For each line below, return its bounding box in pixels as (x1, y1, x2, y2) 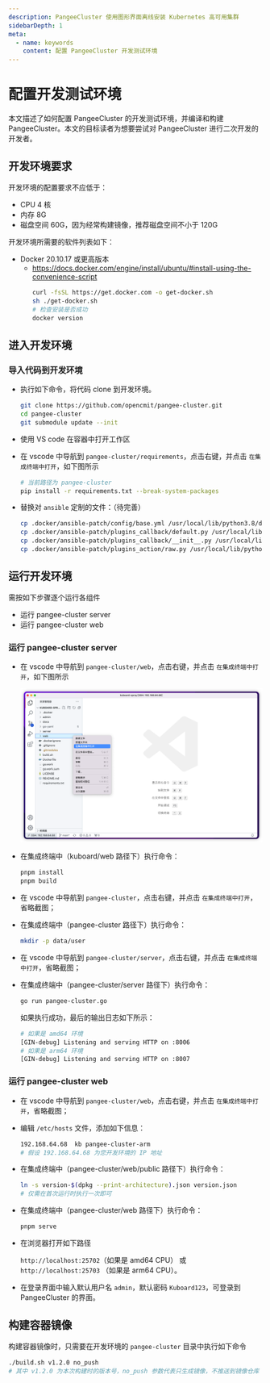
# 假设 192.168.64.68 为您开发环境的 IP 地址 (19, 1148, 163, 1157)
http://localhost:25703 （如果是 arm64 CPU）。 (19, 1265, 182, 1275)
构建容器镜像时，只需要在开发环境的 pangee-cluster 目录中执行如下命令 (8, 1341, 247, 1351)
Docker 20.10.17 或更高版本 (19, 254, 110, 264)
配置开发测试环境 (8, 86, 123, 104)
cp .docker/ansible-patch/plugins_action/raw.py (19, 545, 187, 554)
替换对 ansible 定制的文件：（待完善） (19, 503, 145, 512)
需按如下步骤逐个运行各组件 (8, 592, 101, 602)
